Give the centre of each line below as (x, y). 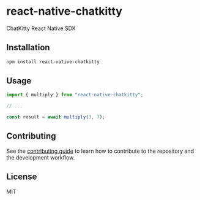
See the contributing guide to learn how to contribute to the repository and (100, 151)
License (22, 177)
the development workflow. (41, 157)
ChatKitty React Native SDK (41, 28)
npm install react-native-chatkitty (53, 62)
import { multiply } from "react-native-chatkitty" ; (75, 95)
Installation (28, 48)
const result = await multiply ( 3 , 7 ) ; (56, 117)
